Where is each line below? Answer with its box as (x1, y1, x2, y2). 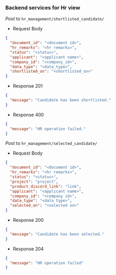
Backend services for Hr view (5, 4, 81, 11)
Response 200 (12, 217, 44, 223)
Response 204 (12, 245, 44, 252)
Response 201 (12, 83, 43, 89)
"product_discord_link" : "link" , (10, 184, 82, 189)
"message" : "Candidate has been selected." (10, 231, 104, 237)
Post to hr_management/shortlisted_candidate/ (5, 16, 104, 22)
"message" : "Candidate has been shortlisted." (10, 98, 111, 103)
